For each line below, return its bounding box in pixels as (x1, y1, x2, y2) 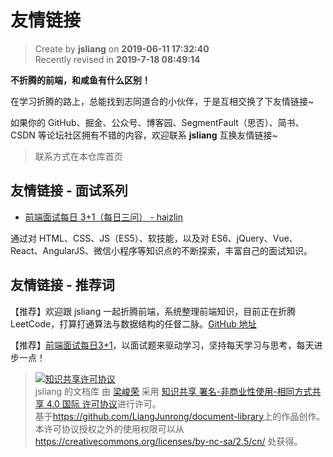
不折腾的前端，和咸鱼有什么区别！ (10, 74, 151, 86)
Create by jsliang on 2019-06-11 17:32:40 (34, 42, 210, 55)
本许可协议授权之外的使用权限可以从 (34, 422, 185, 435)
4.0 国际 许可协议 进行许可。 (46, 397, 162, 410)
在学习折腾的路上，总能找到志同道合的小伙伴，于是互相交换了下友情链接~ (10, 95, 315, 107)
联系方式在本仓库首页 (34, 150, 123, 162)
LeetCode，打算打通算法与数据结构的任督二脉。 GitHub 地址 (10, 317, 257, 330)
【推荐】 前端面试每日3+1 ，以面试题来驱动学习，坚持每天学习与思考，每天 (10, 339, 315, 351)
